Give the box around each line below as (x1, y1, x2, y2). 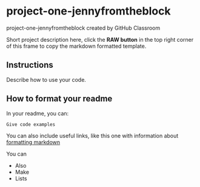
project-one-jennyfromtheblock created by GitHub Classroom (6, 24, 161, 31)
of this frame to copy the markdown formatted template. (6, 42, 147, 50)
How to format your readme (6, 94, 113, 104)
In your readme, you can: (6, 110, 69, 117)
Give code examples (6, 121, 56, 128)
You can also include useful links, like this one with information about (6, 132, 179, 139)
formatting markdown (6, 138, 61, 146)
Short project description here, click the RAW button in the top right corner (6, 36, 194, 43)
